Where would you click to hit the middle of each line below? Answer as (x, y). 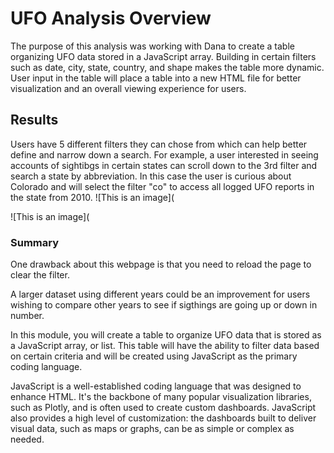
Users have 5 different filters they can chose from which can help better (159, 144)
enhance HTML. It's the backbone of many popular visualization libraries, (161, 397)
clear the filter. (40, 275)
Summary (35, 242)
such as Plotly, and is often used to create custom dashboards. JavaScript (163, 408)
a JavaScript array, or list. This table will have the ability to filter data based (165, 346)
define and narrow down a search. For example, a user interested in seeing (164, 154)
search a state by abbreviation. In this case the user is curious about (151, 176)
